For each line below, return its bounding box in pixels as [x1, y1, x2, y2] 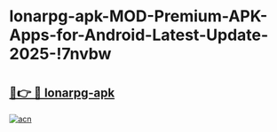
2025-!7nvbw [9, 44, 112, 64]
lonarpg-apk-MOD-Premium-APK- [9, 6, 268, 27]
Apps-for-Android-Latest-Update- [9, 25, 269, 45]
